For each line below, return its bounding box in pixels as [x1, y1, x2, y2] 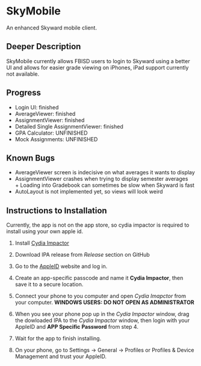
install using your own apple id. [6, 228, 83, 235]
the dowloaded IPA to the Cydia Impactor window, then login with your [14, 317, 190, 324]
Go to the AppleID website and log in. [14, 263, 108, 270]
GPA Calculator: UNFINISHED [14, 129, 88, 136]
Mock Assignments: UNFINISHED [14, 135, 98, 142]
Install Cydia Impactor [14, 239, 69, 247]
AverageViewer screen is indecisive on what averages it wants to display [14, 169, 196, 176]
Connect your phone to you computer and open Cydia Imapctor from [14, 293, 187, 300]
